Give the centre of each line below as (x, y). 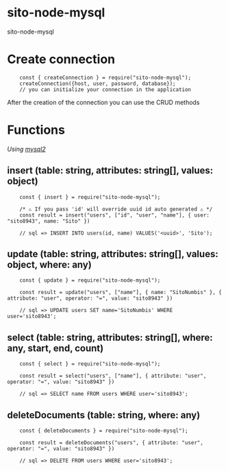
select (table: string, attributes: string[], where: (110, 337)
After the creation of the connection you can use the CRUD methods (103, 102)
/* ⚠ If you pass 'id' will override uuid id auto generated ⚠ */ (116, 209)
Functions (36, 130)
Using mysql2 (26, 149)
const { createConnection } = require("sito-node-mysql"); (105, 77)
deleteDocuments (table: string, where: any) (104, 415)
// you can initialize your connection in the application (105, 89)
